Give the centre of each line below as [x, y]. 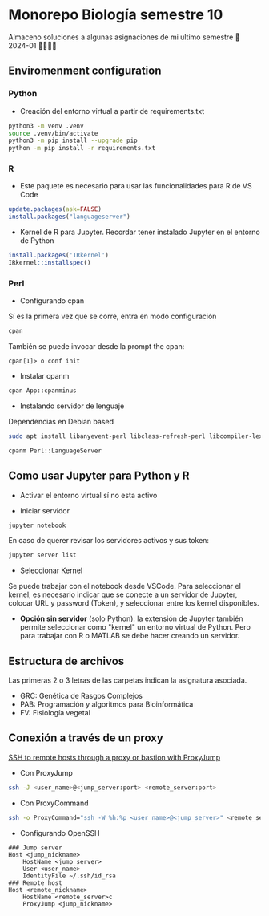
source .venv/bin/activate [53, 133]
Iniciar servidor [45, 510]
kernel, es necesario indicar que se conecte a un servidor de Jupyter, [123, 594]
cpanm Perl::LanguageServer [55, 451]
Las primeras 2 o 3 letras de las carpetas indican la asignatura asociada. [128, 680]
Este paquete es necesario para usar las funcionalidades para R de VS [136, 186]
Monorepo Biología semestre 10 [116, 15]
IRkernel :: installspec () [50, 263]
